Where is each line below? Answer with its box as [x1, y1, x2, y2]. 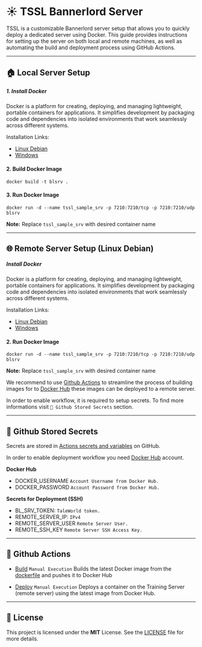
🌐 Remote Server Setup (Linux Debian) [6, 244, 155, 254]
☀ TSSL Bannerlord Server [6, 5, 143, 19]
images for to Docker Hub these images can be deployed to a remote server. [6, 385, 196, 393]
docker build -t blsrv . [6, 179, 69, 185]
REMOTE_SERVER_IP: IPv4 [14, 514, 81, 521]
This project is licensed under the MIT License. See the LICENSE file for [6, 628, 184, 636]
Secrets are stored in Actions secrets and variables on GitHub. [6, 443, 161, 450]
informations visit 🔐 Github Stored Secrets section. [6, 403, 133, 411]
